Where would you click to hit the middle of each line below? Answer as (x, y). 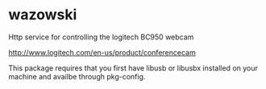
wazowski (43, 15)
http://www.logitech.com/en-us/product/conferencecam (102, 52)
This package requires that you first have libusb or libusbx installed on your (133, 68)
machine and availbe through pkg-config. (77, 76)
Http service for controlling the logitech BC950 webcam (101, 37)
